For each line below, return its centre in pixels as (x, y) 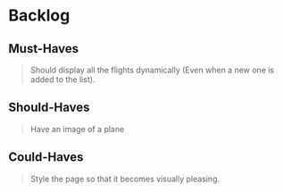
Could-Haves (46, 157)
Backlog (39, 16)
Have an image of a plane (77, 129)
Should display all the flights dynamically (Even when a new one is (152, 70)
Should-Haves (49, 108)
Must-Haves (44, 49)
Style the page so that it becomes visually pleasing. (125, 179)
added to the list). (62, 80)
